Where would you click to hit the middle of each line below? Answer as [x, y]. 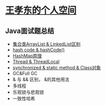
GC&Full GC [25, 73]
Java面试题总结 [30, 31]
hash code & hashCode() [39, 50]
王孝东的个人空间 [41, 10]
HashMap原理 [27, 56]
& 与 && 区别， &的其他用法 [41, 79]
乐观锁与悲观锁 [28, 92]
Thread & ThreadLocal [36, 61]
